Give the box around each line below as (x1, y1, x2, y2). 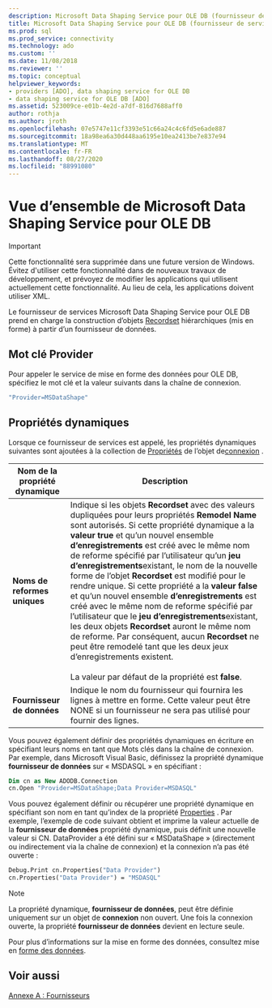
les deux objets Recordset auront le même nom (70, 620, 251, 632)
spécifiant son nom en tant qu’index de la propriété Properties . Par (8, 807, 232, 818)
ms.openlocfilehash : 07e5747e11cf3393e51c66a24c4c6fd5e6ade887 (8, 125, 227, 133)
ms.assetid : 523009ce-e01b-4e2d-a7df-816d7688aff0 (8, 102, 183, 110)
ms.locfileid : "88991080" (8, 163, 96, 171)
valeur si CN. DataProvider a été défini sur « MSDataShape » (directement (8, 833, 255, 843)
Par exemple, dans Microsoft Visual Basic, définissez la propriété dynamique (8, 752, 264, 762)
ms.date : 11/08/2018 (8, 57, 79, 66)
